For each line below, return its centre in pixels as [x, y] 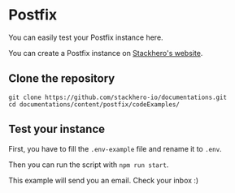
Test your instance [57, 129]
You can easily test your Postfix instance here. [86, 37]
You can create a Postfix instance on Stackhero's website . [106, 53]
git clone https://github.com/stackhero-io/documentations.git [118, 97]
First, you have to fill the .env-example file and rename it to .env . [115, 148]
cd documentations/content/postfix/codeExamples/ [94, 104]
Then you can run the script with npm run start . [89, 165]
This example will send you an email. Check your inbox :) [104, 180]
